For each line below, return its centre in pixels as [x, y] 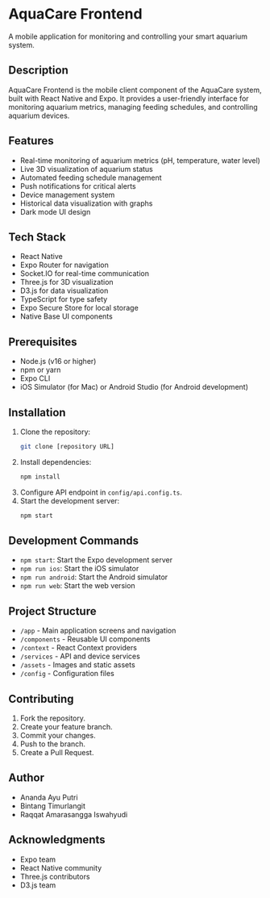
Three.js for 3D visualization [67, 282]
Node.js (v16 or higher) [58, 361]
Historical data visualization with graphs [86, 203]
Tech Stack [37, 237]
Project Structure [52, 611]
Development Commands [74, 541]
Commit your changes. [58, 736]
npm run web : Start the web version [77, 586]
